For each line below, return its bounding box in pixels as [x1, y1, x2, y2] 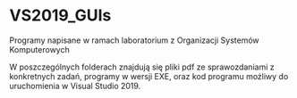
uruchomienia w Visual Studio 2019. [9, 80, 141, 91]
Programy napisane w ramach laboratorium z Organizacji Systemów [9, 35, 259, 45]
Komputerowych [9, 44, 70, 54]
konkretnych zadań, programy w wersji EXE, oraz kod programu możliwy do [9, 70, 289, 81]
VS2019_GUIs [9, 5, 112, 26]
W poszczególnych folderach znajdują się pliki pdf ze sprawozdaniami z [9, 61, 275, 72]
